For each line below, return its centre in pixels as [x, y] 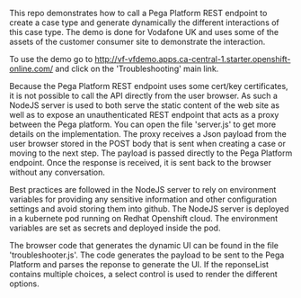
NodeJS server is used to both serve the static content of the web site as [145, 105]
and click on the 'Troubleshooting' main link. [137, 68]
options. [25, 284]
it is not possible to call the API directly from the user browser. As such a [144, 95]
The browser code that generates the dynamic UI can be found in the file [144, 245]
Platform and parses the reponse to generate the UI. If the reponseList [139, 264]
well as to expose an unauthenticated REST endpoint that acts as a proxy [144, 115]
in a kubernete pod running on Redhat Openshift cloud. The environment [144, 218]
